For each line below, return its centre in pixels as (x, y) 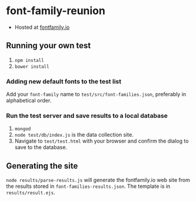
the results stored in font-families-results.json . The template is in (88, 186)
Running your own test (49, 46)
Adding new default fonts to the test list (64, 81)
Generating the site (42, 166)
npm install (29, 60)
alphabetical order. (29, 101)
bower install (32, 67)
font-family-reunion (56, 11)
